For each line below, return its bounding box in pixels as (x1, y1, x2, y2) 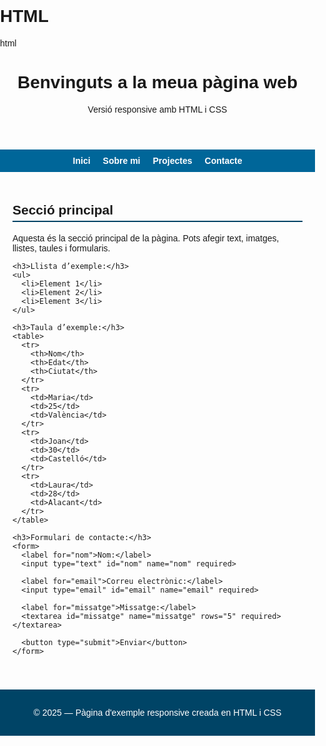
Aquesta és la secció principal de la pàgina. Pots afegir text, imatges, (12, 232, 280, 244)
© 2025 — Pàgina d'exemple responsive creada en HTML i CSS (33, 707, 282, 718)
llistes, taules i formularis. (12, 242, 111, 254)
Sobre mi (102, 155, 141, 166)
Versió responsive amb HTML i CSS (87, 103, 228, 115)
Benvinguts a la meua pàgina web (16, 72, 299, 93)
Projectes (152, 155, 193, 166)
